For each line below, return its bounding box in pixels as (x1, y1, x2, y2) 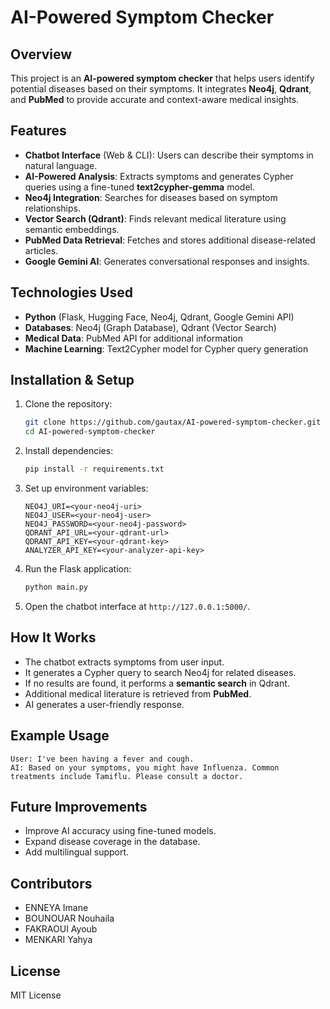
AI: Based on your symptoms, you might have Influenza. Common (10, 762, 280, 773)
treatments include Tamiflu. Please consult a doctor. (10, 771, 244, 781)
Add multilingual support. (24, 846, 130, 858)
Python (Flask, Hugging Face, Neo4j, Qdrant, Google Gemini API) (24, 311, 295, 323)
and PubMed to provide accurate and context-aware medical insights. (10, 94, 300, 105)
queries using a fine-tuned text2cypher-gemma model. (24, 181, 255, 193)
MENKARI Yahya (24, 934, 93, 946)
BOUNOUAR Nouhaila (24, 912, 115, 925)
